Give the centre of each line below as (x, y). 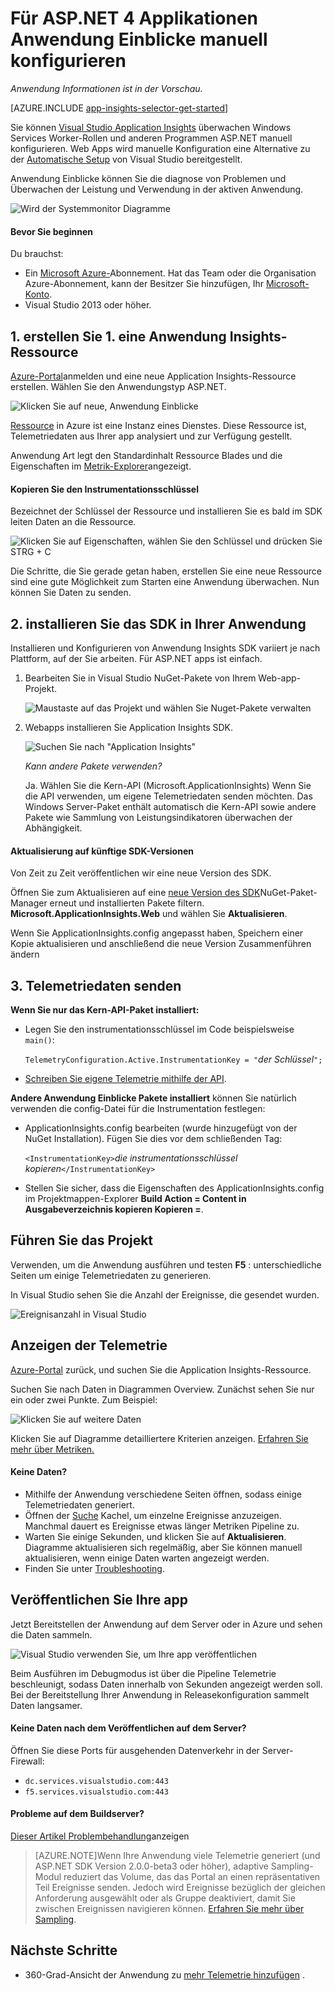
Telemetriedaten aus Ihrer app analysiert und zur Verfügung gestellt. (151, 436)
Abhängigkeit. (53, 828)
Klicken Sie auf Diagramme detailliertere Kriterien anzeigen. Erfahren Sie (159, 1438)
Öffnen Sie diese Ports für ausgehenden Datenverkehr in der (135, 1750)
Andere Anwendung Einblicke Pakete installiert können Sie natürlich (153, 1098)
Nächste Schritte (64, 1950)
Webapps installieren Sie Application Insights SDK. (128, 727)
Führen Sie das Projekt (82, 1240)
